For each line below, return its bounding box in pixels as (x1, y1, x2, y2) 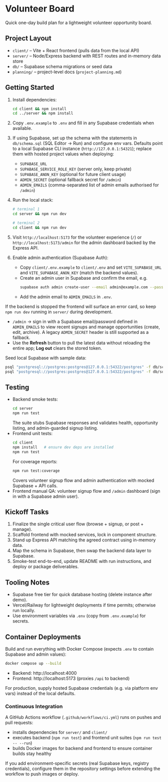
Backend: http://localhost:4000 (12, 670, 77, 676)
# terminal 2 (12, 221, 40, 226)
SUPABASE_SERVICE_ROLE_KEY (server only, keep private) (19, 166, 131, 172)
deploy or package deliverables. (12, 563, 79, 569)
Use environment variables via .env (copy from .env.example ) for (12, 613, 146, 619)
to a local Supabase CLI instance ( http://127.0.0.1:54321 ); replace (12, 146, 152, 152)
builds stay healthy (12, 750, 51, 757)
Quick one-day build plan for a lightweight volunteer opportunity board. (5, 20, 152, 26)
